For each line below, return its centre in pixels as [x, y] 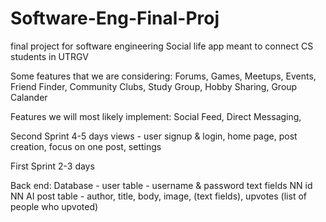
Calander [29, 97]
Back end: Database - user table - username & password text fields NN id [161, 185]
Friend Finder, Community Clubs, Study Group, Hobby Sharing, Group [154, 86]
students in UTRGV [49, 56]
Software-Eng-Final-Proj [115, 18]
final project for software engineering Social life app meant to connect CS [162, 46]
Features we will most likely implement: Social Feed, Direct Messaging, [156, 116]
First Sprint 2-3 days [52, 166]
